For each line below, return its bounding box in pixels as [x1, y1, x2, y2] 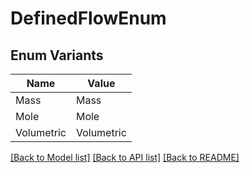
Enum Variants [10, 47, 104, 64]
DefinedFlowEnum [10, 7, 167, 30]
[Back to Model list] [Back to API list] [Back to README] [10, 152, 240, 163]
